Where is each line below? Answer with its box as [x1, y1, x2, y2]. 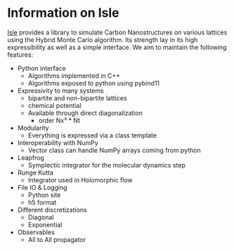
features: [7, 50, 34, 59]
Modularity [17, 123, 49, 132]
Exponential [27, 220, 63, 229]
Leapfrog [17, 153, 44, 162]
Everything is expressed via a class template [27, 131, 157, 140]
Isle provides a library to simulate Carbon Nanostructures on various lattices [7, 28, 228, 36]
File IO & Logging [17, 183, 68, 191]
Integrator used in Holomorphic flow [27, 175, 134, 184]
